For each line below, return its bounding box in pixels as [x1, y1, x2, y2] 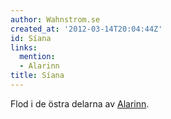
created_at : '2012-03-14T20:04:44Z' [10, 24, 163, 34]
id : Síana [10, 33, 52, 43]
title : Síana [10, 71, 65, 81]
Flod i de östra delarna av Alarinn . [10, 97, 150, 110]
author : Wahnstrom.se [10, 14, 101, 25]
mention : [19, 52, 56, 62]
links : [10, 42, 38, 53]
